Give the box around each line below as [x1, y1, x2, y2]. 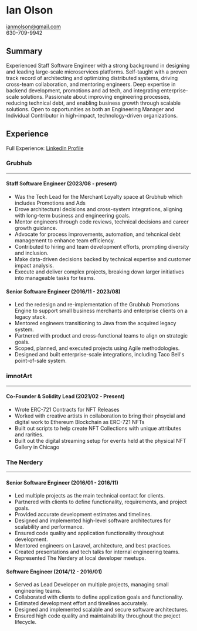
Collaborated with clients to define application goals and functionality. [14, 593, 184, 600]
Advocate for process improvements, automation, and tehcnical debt [14, 231, 181, 238]
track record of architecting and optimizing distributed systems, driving [6, 74, 178, 81]
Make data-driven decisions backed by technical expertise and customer [14, 256, 191, 263]
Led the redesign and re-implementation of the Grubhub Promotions [14, 301, 179, 308]
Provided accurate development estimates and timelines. [14, 511, 152, 518]
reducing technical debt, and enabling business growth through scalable [6, 99, 181, 106]
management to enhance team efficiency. [14, 237, 116, 244]
